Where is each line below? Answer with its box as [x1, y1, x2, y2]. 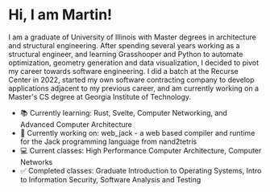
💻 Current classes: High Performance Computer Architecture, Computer [19, 145, 262, 155]
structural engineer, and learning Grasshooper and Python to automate [8, 49, 243, 59]
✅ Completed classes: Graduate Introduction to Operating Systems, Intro [19, 165, 262, 175]
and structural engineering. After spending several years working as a [8, 40, 240, 50]
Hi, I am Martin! [8, 6, 113, 24]
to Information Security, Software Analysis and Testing [19, 174, 201, 184]
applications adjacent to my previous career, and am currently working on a [8, 83, 260, 93]
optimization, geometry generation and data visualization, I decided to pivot [8, 58, 260, 67]
